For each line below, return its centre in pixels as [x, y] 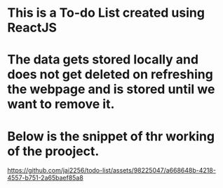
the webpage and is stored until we [111, 89]
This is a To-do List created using [106, 13]
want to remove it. [61, 104]
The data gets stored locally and [103, 60]
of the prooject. [53, 151]
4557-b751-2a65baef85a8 [46, 178]
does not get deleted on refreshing [110, 74]
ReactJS [32, 28]
